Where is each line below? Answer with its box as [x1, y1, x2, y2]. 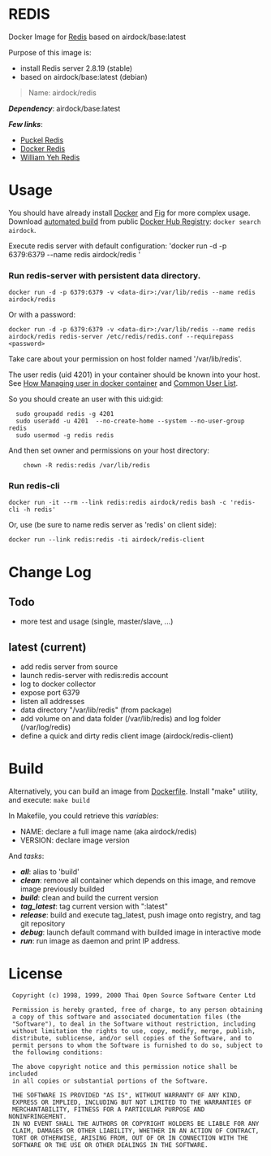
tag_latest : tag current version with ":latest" [19, 901, 169, 912]
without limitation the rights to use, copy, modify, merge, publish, [11, 1027, 256, 1036]
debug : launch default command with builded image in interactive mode [19, 927, 261, 937]
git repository [19, 919, 66, 929]
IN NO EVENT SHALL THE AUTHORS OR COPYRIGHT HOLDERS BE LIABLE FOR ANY [11, 1120, 260, 1128]
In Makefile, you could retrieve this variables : [8, 811, 159, 821]
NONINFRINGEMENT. [8, 1113, 67, 1121]
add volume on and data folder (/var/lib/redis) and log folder [19, 714, 222, 724]
